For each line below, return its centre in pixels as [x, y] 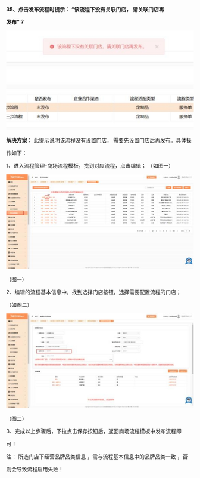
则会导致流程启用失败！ [35, 469]
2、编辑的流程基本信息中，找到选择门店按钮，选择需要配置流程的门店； [94, 292]
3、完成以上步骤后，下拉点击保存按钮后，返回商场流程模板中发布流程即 [94, 431]
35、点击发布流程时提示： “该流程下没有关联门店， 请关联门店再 [85, 9]
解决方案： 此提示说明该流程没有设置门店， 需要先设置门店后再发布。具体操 [99, 140]
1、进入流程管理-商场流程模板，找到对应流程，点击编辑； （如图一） [90, 165]
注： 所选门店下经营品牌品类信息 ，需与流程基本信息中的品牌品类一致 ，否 [97, 457]
